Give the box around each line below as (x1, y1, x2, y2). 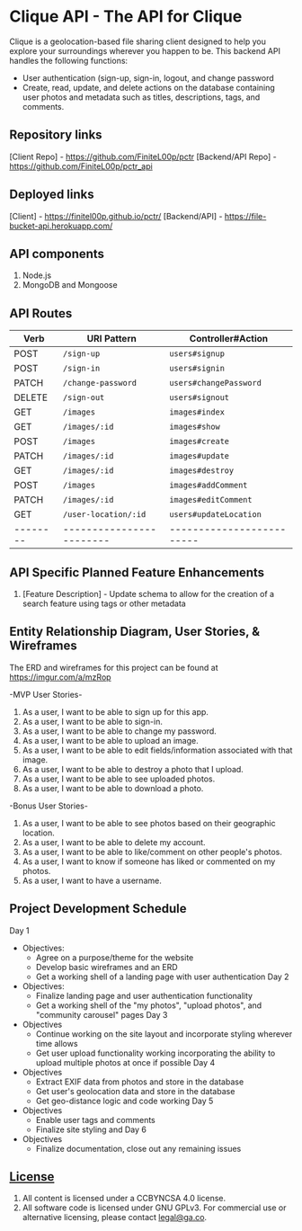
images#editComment (169, 495, 253, 505)
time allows (35, 1038, 78, 1048)
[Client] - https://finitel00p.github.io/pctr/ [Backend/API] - (9, 210, 223, 221)
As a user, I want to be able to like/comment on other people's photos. (22, 846, 283, 857)
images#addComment (169, 480, 248, 491)
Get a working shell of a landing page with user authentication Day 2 (35, 971, 289, 982)
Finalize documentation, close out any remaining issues (35, 1143, 242, 1154)
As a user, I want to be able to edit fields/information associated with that (22, 745, 293, 755)
